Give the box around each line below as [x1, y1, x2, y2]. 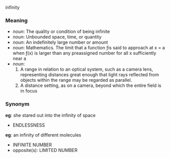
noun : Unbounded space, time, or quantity [12, 34, 102, 40]
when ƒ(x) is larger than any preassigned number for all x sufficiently [12, 50, 157, 56]
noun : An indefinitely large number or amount [12, 39, 108, 45]
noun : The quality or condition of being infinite [12, 28, 110, 35]
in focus [20, 88, 38, 94]
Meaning [5, 17, 28, 24]
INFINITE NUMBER [12, 142, 52, 148]
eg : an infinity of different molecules [5, 132, 81, 138]
